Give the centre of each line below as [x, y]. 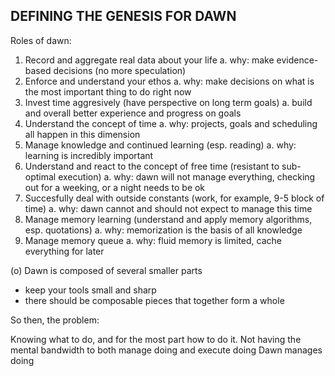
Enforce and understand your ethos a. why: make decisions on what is [169, 81]
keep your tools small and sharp [90, 290]
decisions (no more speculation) [120, 70]
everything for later [64, 251]
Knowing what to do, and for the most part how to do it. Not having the [156, 339]
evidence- [297, 60]
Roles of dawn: [41, 40]
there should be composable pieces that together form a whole [154, 300]
